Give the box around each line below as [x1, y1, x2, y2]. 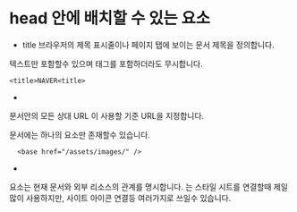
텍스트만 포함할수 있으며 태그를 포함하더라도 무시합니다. [9, 58, 203, 69]
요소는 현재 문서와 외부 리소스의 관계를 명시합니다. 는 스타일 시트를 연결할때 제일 [9, 181, 289, 192]
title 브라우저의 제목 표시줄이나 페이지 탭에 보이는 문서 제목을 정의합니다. [21, 39, 275, 50]
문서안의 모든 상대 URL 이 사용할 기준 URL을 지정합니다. [9, 110, 204, 121]
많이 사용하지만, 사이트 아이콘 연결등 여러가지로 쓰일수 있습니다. [9, 192, 232, 203]
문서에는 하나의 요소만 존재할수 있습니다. [9, 129, 150, 140]
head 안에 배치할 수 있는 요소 [9, 8, 211, 29]
